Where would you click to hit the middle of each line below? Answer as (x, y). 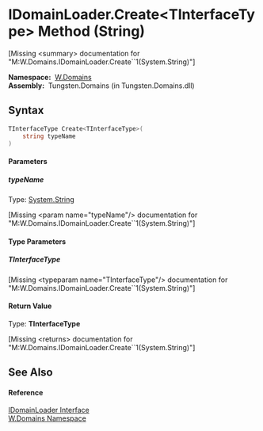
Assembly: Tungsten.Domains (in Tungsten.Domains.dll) (102, 86)
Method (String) (91, 31)
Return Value (30, 306)
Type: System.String (42, 199)
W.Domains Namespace (48, 418)
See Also (30, 373)
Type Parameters (37, 241)
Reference (26, 392)
